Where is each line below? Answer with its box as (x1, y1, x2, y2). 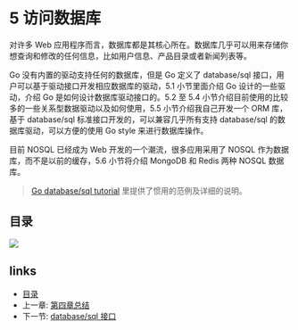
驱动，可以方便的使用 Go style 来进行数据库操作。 (24, 125, 209, 136)
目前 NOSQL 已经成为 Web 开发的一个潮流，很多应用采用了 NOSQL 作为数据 (9, 144, 290, 154)
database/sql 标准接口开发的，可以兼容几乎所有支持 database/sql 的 (26, 113, 278, 125)
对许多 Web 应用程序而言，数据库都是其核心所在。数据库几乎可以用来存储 (9, 39, 281, 50)
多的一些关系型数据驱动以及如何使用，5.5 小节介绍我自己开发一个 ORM (9, 103, 270, 113)
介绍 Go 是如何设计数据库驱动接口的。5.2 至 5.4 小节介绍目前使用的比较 (24, 91, 289, 103)
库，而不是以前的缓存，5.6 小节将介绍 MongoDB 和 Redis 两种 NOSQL (9, 155, 267, 166)
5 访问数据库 (9, 8, 102, 29)
